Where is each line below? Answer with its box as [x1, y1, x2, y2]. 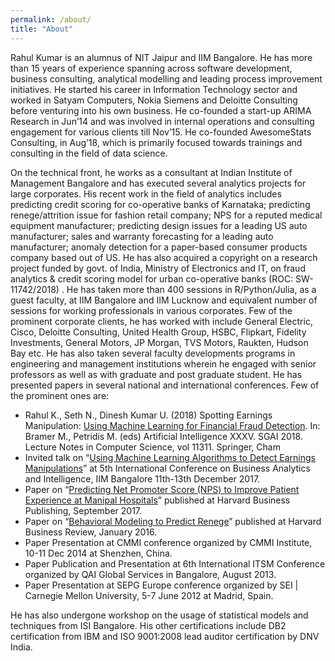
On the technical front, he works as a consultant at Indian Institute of [10, 166, 293, 178]
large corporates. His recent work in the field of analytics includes [10, 187, 282, 200]
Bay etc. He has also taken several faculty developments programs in [10, 347, 296, 359]
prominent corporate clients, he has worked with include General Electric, [10, 315, 313, 327]
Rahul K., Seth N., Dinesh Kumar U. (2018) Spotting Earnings [24, 409, 273, 421]
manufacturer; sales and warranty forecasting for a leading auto [10, 230, 274, 242]
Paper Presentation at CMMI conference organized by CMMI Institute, [24, 536, 313, 548]
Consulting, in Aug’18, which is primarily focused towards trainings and [10, 136, 303, 148]
